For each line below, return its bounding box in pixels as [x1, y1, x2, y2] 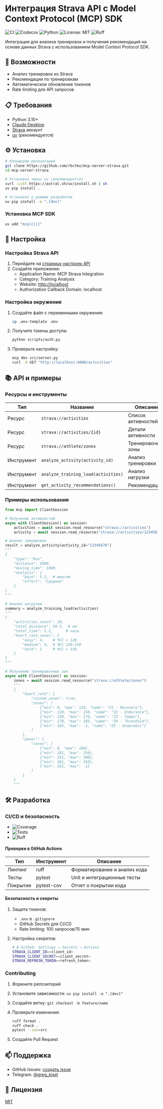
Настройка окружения [5, 299, 62, 305]
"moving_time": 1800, [14, 565, 57, 570]
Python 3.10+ [12, 116, 39, 122]
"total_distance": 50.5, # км [14, 624, 77, 629]
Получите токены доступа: [12, 328, 68, 334]
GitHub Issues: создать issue [12, 1067, 71, 1073]
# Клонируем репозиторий [5, 159, 55, 164]
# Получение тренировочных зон [5, 669, 68, 674]
